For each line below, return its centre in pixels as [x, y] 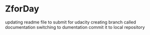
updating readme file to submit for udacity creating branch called [71, 22]
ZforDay [22, 9]
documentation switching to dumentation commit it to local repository [75, 27]
